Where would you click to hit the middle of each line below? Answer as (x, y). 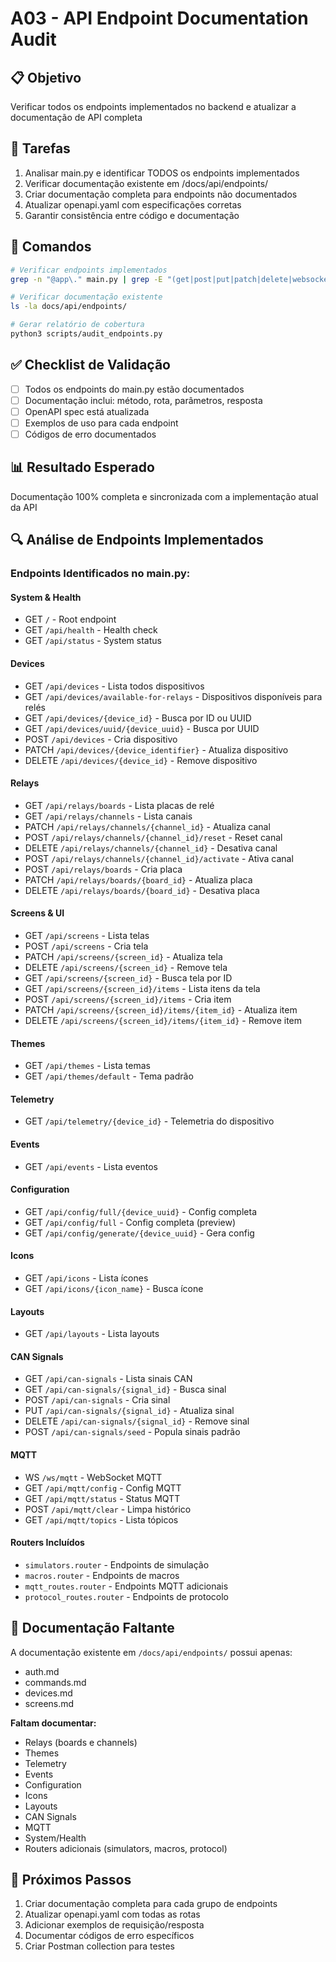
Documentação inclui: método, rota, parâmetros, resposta (143, 400)
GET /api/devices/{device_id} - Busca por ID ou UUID (138, 718)
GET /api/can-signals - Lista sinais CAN (108, 1379)
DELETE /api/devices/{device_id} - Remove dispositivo (141, 760)
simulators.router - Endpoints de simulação (117, 1564)
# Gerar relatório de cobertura (77, 325)
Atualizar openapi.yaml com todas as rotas (112, 1914)
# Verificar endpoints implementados (89, 270)
